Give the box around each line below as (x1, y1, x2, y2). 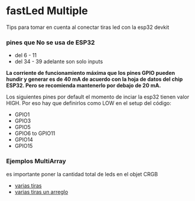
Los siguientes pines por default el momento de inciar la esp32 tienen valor (6, 93, 190, 101)
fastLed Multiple (6, 4, 88, 18)
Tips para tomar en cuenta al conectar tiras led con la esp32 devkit (6, 24, 170, 31)
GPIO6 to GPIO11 (14, 130, 56, 137)
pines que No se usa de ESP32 (6, 38, 95, 47)
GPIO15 (14, 143, 33, 150)
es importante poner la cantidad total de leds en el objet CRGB (6, 170, 158, 177)
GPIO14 (14, 136, 34, 143)
